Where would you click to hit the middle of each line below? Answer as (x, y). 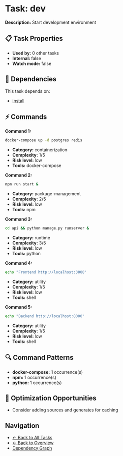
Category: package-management (46, 194)
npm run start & (22, 184)
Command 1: (18, 131)
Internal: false (27, 58)
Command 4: (19, 263)
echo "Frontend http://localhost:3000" (46, 272)
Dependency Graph (32, 448)
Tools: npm (24, 210)
